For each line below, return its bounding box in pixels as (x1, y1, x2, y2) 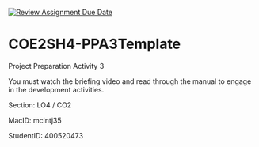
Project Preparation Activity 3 (8, 61, 105, 70)
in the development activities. (8, 85, 105, 94)
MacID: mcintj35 (8, 115, 62, 125)
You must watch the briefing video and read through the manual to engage (8, 76, 252, 86)
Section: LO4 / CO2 (8, 100, 72, 110)
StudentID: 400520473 (8, 130, 84, 140)
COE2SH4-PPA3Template (8, 36, 181, 53)
